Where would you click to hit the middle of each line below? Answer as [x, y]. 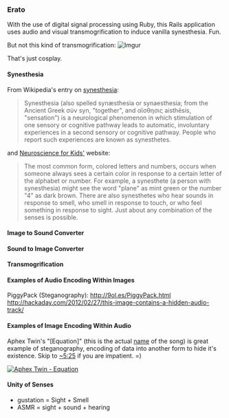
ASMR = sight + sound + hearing [63, 407]
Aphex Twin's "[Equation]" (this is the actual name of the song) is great [108, 341]
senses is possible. [51, 217]
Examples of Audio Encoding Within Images [71, 280]
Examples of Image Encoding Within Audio [69, 326]
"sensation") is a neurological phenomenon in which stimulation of [118, 118]
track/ [15, 310]
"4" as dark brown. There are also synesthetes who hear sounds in [119, 195]
